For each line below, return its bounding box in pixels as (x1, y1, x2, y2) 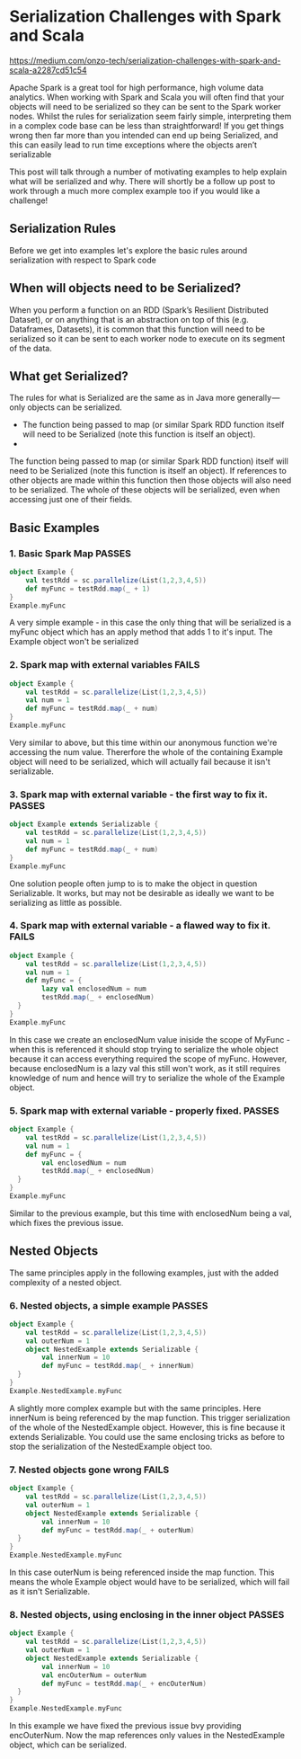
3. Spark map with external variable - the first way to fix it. (9, 788, 268, 801)
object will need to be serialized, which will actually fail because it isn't (9, 756, 271, 767)
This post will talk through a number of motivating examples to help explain (9, 166, 288, 177)
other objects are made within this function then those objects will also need (9, 475, 292, 486)
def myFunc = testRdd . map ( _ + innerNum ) (41, 1362, 195, 1371)
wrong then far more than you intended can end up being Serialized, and (9, 129, 279, 140)
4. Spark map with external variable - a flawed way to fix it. (9, 919, 271, 932)
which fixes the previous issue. (9, 1217, 124, 1228)
